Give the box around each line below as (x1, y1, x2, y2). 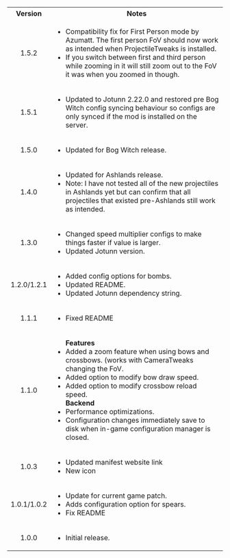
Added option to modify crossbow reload (65, 381, 197, 391)
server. (65, 120, 88, 130)
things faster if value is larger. (65, 238, 161, 247)
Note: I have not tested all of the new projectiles (65, 178, 219, 188)
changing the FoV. (65, 364, 124, 373)
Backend (65, 398, 95, 408)
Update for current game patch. (65, 491, 168, 500)
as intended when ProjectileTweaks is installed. (65, 44, 217, 54)
